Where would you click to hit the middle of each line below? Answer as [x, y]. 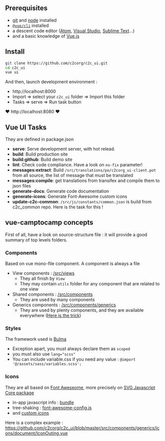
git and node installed [35, 20]
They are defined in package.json [40, 139]
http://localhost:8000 [34, 91]
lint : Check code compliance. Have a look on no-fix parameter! [77, 165]
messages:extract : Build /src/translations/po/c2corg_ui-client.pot [84, 170]
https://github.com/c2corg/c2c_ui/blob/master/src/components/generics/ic [82, 428]
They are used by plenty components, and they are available [82, 310]
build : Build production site [40, 154]
